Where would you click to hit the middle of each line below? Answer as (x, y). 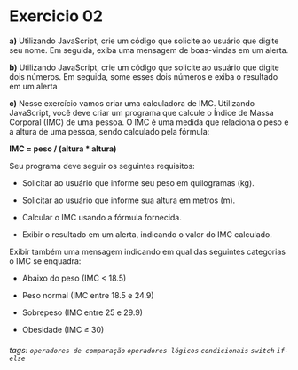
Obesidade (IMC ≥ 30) (63, 329)
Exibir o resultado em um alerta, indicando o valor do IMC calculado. (147, 234)
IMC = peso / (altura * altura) (63, 149)
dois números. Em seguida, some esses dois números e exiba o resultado (144, 76)
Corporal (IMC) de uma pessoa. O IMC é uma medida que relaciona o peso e (149, 122)
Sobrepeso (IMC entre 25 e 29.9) (82, 312)
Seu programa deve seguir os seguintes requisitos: (102, 166)
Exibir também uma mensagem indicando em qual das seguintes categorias (148, 251)
